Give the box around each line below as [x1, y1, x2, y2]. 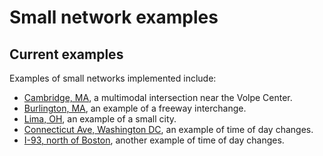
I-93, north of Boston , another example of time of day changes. [23, 134, 285, 146]
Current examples [9, 46, 124, 63]
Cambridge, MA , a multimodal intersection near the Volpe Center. [23, 92, 293, 103]
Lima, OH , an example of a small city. [23, 113, 177, 125]
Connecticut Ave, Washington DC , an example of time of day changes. [23, 124, 314, 135]
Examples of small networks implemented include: [9, 72, 217, 84]
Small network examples [9, 6, 219, 29]
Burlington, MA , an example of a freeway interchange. [23, 102, 247, 114]
